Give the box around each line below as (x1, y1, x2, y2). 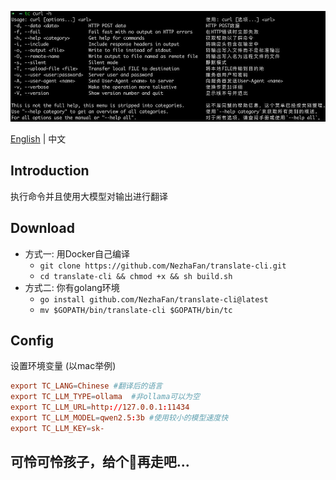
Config (10, 332, 54, 349)
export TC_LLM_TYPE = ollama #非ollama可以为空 (10, 392, 200, 402)
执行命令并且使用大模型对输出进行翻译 (10, 190, 168, 202)
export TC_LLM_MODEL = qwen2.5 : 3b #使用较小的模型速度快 (10, 412, 229, 423)
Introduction (10, 162, 90, 180)
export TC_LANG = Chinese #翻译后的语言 (10, 381, 163, 391)
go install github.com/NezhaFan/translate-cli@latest (39, 294, 269, 305)
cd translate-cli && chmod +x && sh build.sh (39, 271, 233, 281)
